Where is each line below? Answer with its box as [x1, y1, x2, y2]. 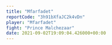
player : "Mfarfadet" [6, 19, 57, 25]
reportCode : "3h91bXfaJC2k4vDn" [6, 14, 85, 20]
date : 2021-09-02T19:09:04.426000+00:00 [6, 30, 107, 36]
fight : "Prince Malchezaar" [6, 25, 75, 31]
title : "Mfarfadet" [6, 8, 54, 15]
